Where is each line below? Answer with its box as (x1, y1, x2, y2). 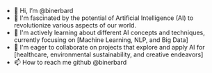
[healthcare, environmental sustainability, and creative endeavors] (13, 50, 204, 59)
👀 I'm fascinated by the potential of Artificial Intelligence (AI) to (13, 14, 194, 22)
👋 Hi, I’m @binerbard (13, 7, 74, 14)
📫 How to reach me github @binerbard (13, 59, 127, 66)
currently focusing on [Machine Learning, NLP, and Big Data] (13, 36, 189, 44)
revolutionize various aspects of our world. (13, 21, 137, 29)
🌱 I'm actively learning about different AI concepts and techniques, (13, 28, 205, 36)
